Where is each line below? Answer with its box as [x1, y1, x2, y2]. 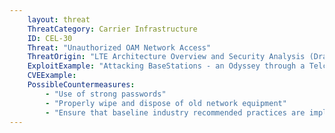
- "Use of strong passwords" [45, 89, 167, 99]
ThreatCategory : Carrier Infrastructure [27, 24, 198, 34]
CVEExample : [27, 71, 77, 81]
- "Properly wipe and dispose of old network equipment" [45, 98, 287, 108]
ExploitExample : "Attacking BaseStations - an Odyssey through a [27, 61, 306, 71]
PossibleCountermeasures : [27, 80, 136, 90]
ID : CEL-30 [27, 33, 73, 43]
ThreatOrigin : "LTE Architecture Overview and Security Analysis [27, 52, 306, 62]
